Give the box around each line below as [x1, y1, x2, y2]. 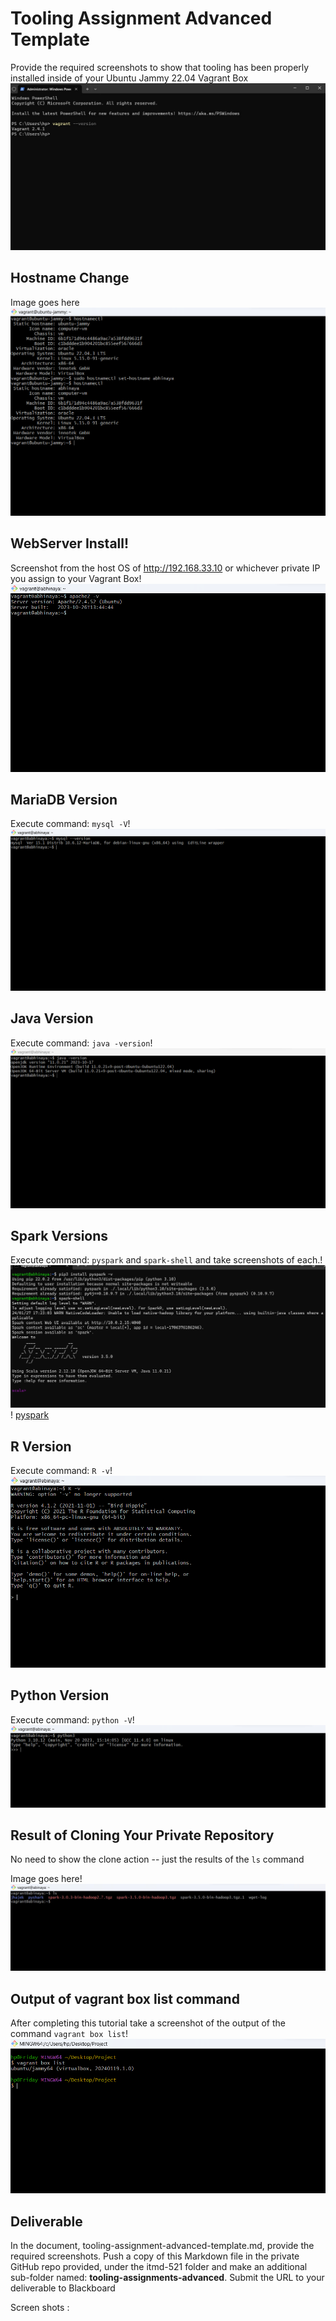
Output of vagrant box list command [10, 1990, 240, 2007]
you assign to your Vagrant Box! [10, 572, 142, 584]
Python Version [10, 1687, 110, 1704]
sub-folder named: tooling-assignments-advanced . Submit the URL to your [10, 2271, 325, 2283]
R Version [10, 1438, 72, 1455]
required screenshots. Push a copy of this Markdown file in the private [10, 2250, 300, 2262]
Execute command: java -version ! [10, 1037, 153, 1049]
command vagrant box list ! [10, 2027, 129, 2039]
